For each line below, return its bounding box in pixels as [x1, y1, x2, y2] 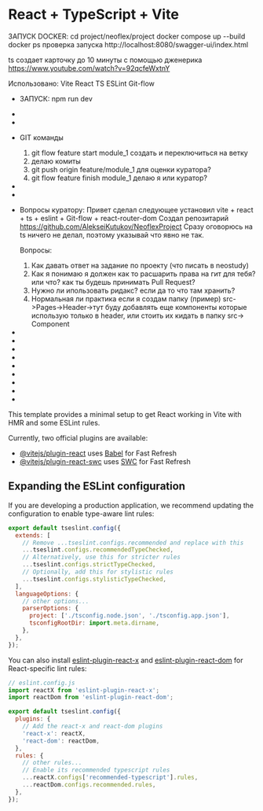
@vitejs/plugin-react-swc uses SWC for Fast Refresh [19, 456, 191, 466]
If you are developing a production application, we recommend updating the [8, 500, 254, 510]
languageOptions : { [15, 590, 79, 598]
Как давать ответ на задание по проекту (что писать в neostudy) [31, 260, 250, 270]
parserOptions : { [22, 604, 79, 613]
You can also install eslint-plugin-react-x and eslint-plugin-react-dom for [8, 655, 243, 665]
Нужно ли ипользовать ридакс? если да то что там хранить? [31, 286, 236, 295]
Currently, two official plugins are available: [8, 433, 148, 442]
